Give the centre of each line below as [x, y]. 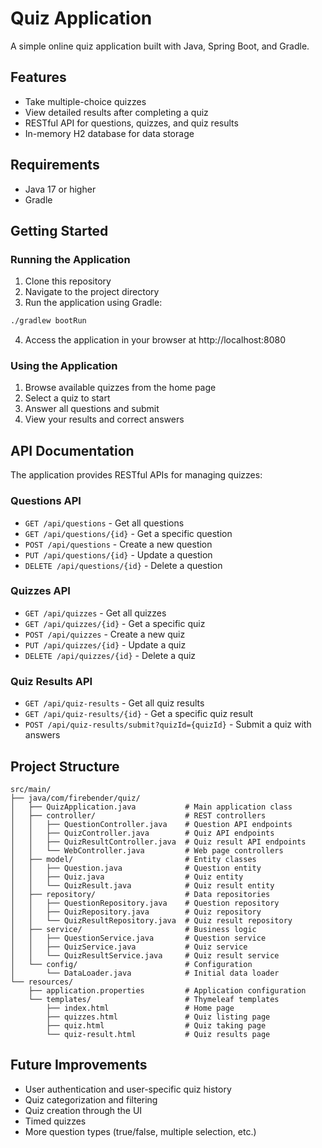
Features [38, 77]
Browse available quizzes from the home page [120, 388]
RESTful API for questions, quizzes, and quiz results [131, 123]
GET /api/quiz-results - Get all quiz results [114, 703]
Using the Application [64, 366]
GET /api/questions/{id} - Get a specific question [128, 533]
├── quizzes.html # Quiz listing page [158, 1017]
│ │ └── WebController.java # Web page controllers [147, 850]
